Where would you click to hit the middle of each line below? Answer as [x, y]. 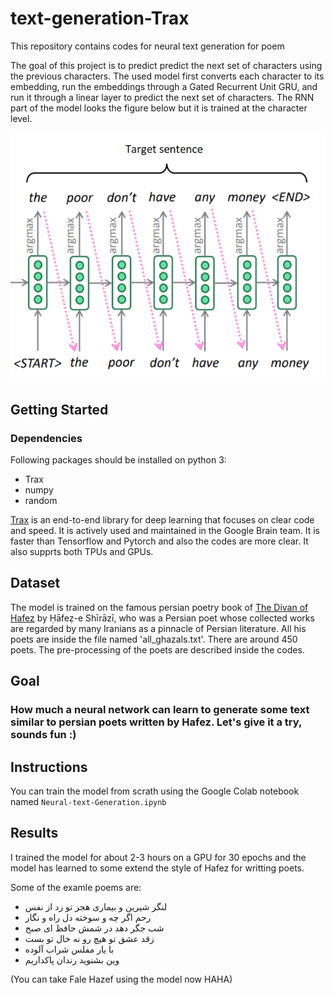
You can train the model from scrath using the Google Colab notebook [155, 791]
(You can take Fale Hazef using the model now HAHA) [121, 979]
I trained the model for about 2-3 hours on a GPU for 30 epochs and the [158, 857]
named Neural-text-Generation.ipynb [88, 801]
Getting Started [59, 409]
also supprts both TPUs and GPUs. [82, 551]
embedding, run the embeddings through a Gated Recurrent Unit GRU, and [164, 86]
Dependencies [46, 438]
